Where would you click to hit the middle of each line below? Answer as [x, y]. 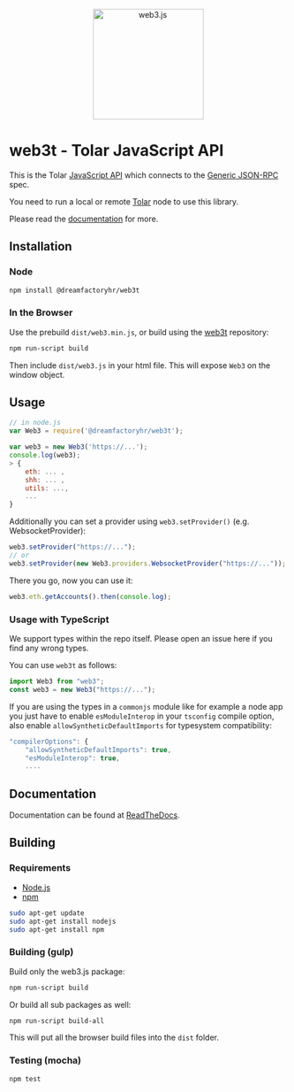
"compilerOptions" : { [49, 742]
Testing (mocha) [45, 1060]
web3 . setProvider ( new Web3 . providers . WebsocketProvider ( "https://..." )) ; [148, 563]
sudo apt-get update [47, 913]
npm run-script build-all [57, 1021]
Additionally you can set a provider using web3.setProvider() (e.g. [129, 521]
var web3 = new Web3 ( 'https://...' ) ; [79, 447]
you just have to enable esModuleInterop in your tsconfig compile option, [142, 716]
